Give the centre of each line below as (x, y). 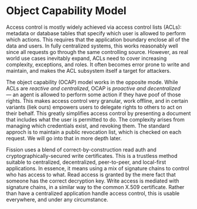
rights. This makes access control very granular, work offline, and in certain (97, 100)
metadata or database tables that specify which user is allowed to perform (96, 33)
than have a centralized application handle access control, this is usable (93, 193)
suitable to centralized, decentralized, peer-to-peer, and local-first (86, 162)
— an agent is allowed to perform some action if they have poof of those (94, 95)
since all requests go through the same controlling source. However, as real (97, 52)
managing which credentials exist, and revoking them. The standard (88, 126)
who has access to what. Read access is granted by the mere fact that (91, 174)
